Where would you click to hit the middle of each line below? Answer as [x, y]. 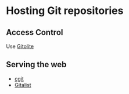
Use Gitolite [20, 46]
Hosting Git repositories [65, 11]
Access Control [35, 32]
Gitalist [23, 85]
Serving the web [36, 65]
